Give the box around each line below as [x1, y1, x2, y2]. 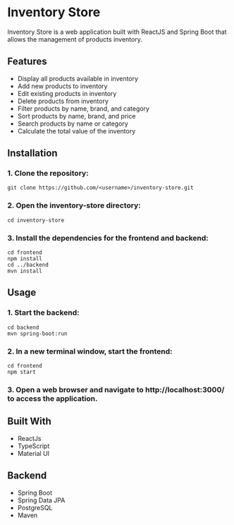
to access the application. [7, 393, 98, 403]
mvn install [7, 267, 42, 275]
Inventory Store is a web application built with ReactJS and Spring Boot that [7, 28, 227, 36]
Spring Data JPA [17, 495, 66, 505]
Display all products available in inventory [17, 74, 139, 83]
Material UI [17, 449, 50, 457]
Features [7, 56, 47, 68]
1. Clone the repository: [7, 169, 90, 179]
